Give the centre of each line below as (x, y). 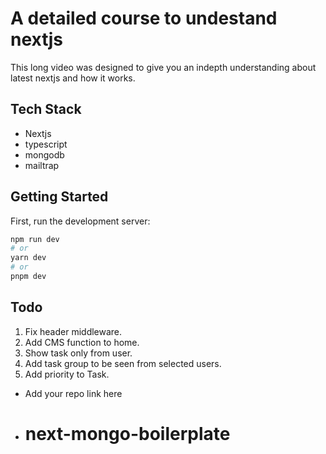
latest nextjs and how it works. (73, 78)
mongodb (44, 154)
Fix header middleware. (73, 331)
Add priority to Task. (67, 374)
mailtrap (42, 165)
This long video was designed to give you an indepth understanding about (163, 67)
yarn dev (28, 258)
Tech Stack (46, 109)
